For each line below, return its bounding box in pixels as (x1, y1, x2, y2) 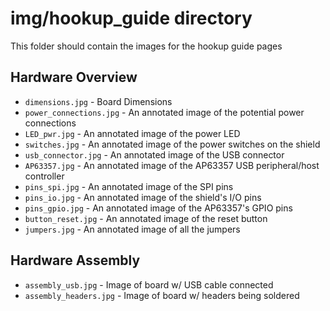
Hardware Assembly (10, 252, 141, 269)
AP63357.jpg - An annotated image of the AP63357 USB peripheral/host (24, 159, 320, 171)
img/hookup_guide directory (10, 7, 253, 30)
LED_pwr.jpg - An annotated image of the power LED (24, 127, 241, 139)
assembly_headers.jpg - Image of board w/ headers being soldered (24, 289, 300, 301)
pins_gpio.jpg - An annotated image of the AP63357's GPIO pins (24, 202, 293, 214)
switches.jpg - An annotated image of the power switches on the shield (24, 138, 321, 150)
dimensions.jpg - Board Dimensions (24, 95, 173, 107)
